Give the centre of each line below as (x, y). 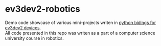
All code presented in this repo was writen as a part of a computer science (80, 33)
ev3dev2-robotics (43, 9)
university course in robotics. (34, 38)
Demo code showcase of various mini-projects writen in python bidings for (80, 23)
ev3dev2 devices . (23, 27)
